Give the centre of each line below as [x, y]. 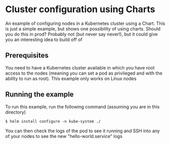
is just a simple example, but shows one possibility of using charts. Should [83, 28]
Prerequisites [27, 56]
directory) [16, 112]
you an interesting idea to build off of [44, 40]
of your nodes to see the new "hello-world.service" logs [64, 136]
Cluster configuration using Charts [80, 9]
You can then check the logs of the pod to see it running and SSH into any [82, 131]
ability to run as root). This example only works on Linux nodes [71, 78]
